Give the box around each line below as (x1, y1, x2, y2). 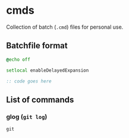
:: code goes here (6, 78, 52, 84)
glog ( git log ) (6, 112, 48, 121)
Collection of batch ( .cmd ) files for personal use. (6, 23, 124, 30)
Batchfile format (6, 41, 68, 51)
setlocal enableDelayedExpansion (6, 67, 89, 73)
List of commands (6, 94, 74, 105)
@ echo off (6, 56, 31, 63)
